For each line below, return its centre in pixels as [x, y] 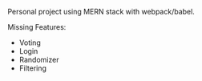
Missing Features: [37, 27]
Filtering [33, 68]
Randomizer [39, 60]
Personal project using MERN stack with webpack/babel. [101, 12]
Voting [30, 43]
